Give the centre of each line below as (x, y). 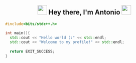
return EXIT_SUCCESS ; (32, 51)
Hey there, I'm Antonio (84, 12)
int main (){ (18, 33)
